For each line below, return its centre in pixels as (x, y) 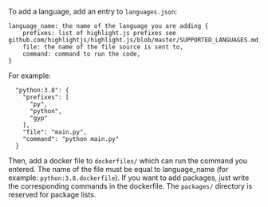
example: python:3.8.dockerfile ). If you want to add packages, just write (129, 178)
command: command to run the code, (82, 54)
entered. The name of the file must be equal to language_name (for (118, 169)
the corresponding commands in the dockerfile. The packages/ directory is (130, 186)
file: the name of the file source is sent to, (103, 47)
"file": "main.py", (55, 132)
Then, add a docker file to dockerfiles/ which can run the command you (128, 161)
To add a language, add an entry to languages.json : (93, 12)
